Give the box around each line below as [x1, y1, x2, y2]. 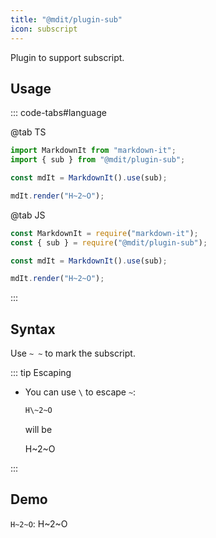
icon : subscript [10, 24, 78, 34]
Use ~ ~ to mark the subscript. [10, 347, 136, 360]
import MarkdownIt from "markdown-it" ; [10, 146, 177, 156]
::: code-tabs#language [10, 107, 107, 119]
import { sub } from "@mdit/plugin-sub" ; [10, 155, 186, 165]
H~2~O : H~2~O [10, 517, 68, 530]
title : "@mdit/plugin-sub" [10, 14, 123, 25]
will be [24, 424, 53, 435]
